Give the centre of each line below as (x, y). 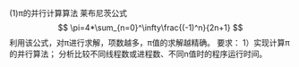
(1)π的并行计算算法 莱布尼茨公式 (68, 13)
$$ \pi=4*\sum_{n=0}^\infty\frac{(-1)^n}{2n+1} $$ (150, 28)
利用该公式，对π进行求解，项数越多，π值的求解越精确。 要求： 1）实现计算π (149, 42)
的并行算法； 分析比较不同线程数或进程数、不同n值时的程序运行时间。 (138, 54)
